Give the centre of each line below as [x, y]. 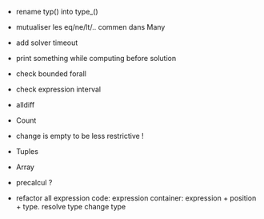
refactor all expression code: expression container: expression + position [136, 198]
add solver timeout [47, 43]
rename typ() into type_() [57, 12]
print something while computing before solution [96, 58]
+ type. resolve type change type [71, 207]
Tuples [27, 151]
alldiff [25, 105]
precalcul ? [34, 182]
